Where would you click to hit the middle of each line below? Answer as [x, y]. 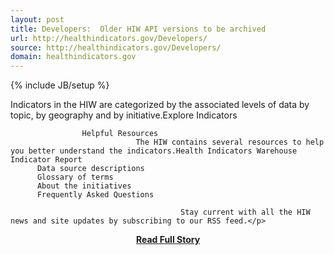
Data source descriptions [90, 169]
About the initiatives [84, 186]
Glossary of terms [75, 177]
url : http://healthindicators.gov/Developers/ [109, 38]
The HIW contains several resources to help [230, 142]
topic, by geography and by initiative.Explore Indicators [124, 115]
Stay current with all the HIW [245, 212]
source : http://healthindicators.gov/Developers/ [116, 47]
